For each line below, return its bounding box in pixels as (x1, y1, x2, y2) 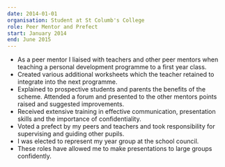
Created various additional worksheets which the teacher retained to (17, 71, 215, 79)
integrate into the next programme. (17, 78, 118, 86)
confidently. (17, 152, 52, 161)
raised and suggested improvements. (17, 100, 125, 108)
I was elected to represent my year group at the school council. (17, 137, 199, 145)
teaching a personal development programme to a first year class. (17, 63, 207, 71)
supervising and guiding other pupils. (17, 130, 125, 138)
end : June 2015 (7, 36, 52, 43)
